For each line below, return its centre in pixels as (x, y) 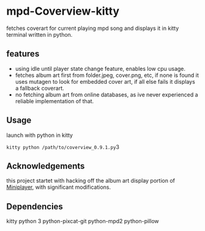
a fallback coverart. (39, 88)
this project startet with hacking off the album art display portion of (91, 181)
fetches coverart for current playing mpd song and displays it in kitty (93, 28)
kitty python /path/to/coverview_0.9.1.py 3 (63, 147)
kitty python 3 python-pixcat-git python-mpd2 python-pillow (83, 221)
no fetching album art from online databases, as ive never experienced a (106, 94)
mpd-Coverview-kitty (63, 11)
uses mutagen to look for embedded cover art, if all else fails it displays (105, 81)
